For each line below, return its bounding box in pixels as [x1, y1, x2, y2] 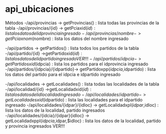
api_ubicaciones [5, 3, 74, 15]
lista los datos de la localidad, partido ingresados [5, 107, 105, 113]
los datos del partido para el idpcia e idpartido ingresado [5, 71, 121, 77]
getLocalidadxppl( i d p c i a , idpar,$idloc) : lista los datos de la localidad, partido [5, 118, 161, 124]
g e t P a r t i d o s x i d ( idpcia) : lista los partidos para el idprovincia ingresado [5, 61, 149, 67]
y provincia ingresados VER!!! [5, 123, 65, 129]
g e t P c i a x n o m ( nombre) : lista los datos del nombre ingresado [5, 36, 129, 42]
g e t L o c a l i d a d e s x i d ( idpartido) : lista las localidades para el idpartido [5, 96, 143, 102]
